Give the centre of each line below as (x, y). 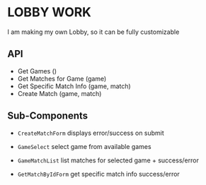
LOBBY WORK (50, 12)
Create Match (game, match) (59, 93)
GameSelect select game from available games (84, 146)
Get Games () (37, 71)
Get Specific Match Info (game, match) (74, 86)
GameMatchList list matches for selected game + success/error (108, 160)
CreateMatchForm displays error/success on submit (91, 133)
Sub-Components (48, 116)
